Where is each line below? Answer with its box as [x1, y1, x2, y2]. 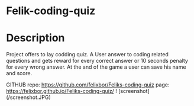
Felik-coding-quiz [6, 4, 96, 18]
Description [6, 31, 65, 45]
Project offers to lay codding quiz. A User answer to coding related [6, 51, 169, 58]
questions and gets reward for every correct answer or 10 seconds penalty [6, 57, 188, 65]
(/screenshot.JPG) [6, 94, 51, 101]
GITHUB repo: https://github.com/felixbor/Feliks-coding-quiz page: [6, 81, 170, 88]
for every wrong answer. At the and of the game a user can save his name [6, 63, 186, 70]
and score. [6, 70, 33, 77]
